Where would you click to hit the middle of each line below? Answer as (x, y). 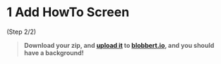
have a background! (54, 53)
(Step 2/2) (22, 32)
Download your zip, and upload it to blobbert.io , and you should (119, 45)
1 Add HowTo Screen (68, 12)
